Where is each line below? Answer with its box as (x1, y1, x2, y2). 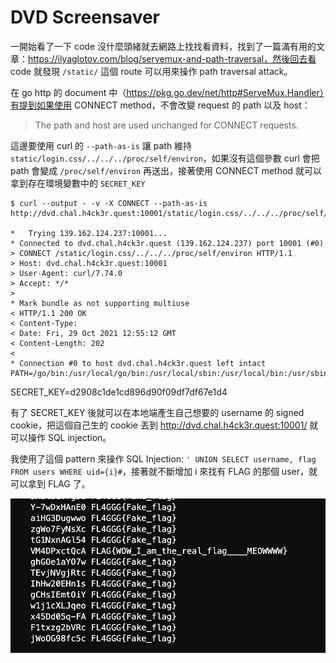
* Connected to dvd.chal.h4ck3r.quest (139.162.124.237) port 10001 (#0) (10, 238, 325, 248)
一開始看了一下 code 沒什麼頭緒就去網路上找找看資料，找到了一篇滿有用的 (10, 40, 317, 52)
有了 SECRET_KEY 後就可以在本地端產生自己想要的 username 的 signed (10, 406, 305, 418)
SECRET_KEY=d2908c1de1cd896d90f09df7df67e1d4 (10, 386, 228, 398)
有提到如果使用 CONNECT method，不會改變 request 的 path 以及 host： (10, 99, 311, 111)
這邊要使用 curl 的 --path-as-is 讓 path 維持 (10, 139, 193, 151)
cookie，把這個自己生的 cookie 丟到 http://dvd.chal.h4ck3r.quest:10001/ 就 (10, 419, 319, 431)
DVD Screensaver (10, 6, 160, 29)
